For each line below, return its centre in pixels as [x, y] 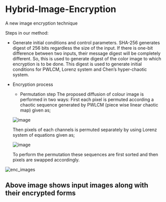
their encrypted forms [40, 193]
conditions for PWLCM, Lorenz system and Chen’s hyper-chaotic [80, 69]
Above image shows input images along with [77, 185]
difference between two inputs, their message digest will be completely [87, 53]
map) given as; [35, 110]
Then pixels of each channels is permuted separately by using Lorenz [85, 130]
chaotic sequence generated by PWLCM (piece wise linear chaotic [89, 105]
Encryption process [33, 84]
